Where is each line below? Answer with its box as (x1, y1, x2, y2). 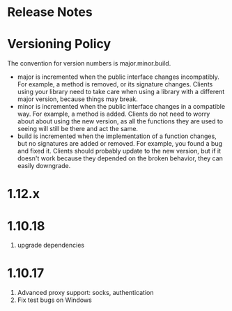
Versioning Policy (7, 36, 111, 52)
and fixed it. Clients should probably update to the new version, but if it (17, 147, 222, 155)
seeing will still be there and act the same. (17, 125, 138, 133)
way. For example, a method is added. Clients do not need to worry (17, 109, 210, 119)
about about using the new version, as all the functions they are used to (17, 117, 224, 126)
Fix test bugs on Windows (17, 296, 92, 304)
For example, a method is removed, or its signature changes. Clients (17, 80, 213, 89)
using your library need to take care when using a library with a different (17, 88, 225, 96)
